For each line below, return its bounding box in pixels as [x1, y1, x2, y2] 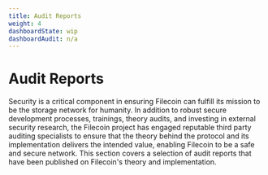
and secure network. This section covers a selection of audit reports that [8, 148, 252, 159]
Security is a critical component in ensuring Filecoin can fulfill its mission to [8, 97, 261, 107]
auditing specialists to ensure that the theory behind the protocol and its [8, 131, 249, 141]
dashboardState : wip [8, 27, 79, 35]
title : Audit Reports [8, 11, 82, 20]
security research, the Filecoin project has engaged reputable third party [8, 123, 252, 133]
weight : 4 [8, 20, 42, 28]
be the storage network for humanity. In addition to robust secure [8, 105, 227, 115]
